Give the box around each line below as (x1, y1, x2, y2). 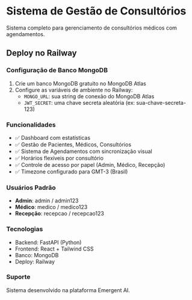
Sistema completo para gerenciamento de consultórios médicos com (6, 24, 178, 31)
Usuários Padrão (6, 183, 56, 192)
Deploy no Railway (6, 48, 77, 58)
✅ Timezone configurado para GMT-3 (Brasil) (14, 167, 128, 175)
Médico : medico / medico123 (14, 204, 88, 211)
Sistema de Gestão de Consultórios (6, 4, 187, 18)
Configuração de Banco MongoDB (6, 66, 108, 75)
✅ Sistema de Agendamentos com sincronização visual (14, 148, 152, 155)
